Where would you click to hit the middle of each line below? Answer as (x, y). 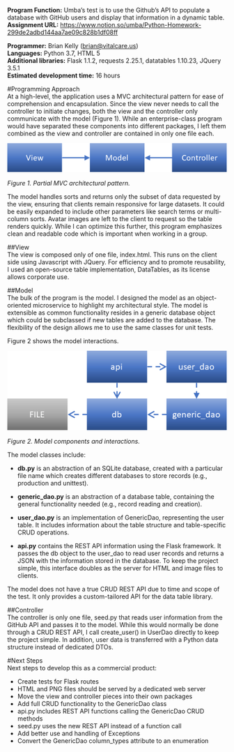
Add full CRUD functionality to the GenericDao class (92, 703)
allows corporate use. (38, 277)
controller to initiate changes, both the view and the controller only (103, 111)
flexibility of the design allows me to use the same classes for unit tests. (110, 327)
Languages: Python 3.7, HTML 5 (54, 53)
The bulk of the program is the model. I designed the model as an (101, 298)
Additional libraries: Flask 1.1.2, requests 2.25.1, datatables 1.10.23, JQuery (114, 61)
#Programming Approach (44, 89)
